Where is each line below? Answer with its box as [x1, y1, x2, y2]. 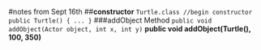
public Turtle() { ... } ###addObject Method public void [8, 15, 212, 25]
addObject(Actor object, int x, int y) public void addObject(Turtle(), [8, 24, 251, 33]
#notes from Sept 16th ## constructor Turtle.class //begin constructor [8, 7, 253, 16]
